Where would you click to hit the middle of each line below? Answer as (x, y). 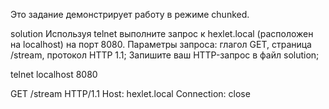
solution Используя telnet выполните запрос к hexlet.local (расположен (162, 33)
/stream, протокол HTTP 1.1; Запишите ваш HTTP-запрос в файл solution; (165, 55)
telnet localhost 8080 (54, 74)
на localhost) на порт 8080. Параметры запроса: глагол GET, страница (161, 44)
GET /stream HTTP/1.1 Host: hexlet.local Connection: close (130, 93)
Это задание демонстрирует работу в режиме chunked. (130, 14)
